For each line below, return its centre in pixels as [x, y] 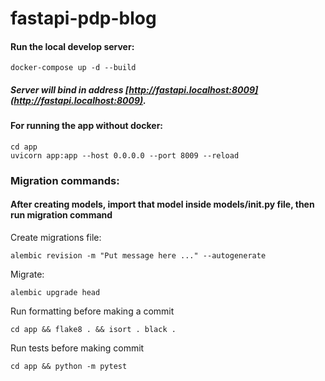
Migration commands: [65, 180]
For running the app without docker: [87, 126]
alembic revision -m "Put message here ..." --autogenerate [138, 256]
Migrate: [27, 274]
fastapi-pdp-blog [83, 18]
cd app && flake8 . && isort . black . [93, 330]
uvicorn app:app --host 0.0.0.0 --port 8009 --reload [125, 155]
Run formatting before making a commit [92, 311]
